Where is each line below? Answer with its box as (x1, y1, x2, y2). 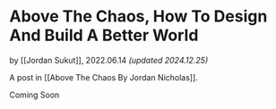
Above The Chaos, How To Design (9, 6, 268, 27)
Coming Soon (9, 89, 60, 100)
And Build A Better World (9, 25, 199, 46)
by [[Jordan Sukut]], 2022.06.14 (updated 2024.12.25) (9, 54, 209, 65)
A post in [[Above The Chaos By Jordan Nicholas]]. (9, 71, 199, 82)
